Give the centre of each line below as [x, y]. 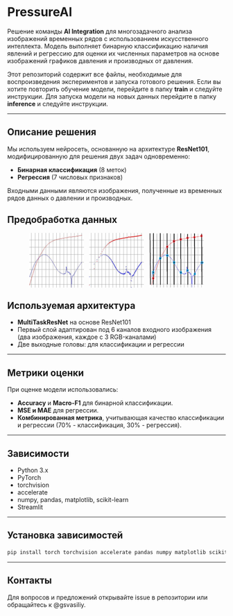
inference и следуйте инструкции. [58, 103]
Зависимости [38, 453]
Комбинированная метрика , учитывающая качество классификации [120, 418]
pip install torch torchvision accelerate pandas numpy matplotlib [107, 552]
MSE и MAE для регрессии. [58, 410]
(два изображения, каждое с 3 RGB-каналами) [87, 337]
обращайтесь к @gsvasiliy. [46, 604]
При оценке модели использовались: [63, 390]
